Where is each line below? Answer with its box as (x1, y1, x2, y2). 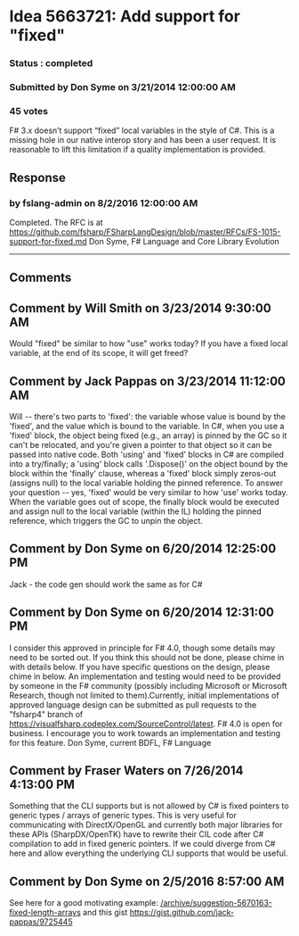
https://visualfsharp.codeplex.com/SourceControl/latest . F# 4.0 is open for (9, 718, 283, 729)
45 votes (9, 104, 49, 117)
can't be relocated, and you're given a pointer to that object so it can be (9, 440, 272, 451)
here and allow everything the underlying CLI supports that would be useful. (9, 848, 288, 858)
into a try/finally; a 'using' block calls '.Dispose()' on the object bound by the (9, 459, 288, 469)
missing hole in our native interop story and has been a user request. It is (9, 135, 277, 145)
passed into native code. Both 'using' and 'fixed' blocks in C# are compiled (9, 449, 285, 460)
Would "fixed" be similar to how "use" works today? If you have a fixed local (9, 338, 288, 349)
